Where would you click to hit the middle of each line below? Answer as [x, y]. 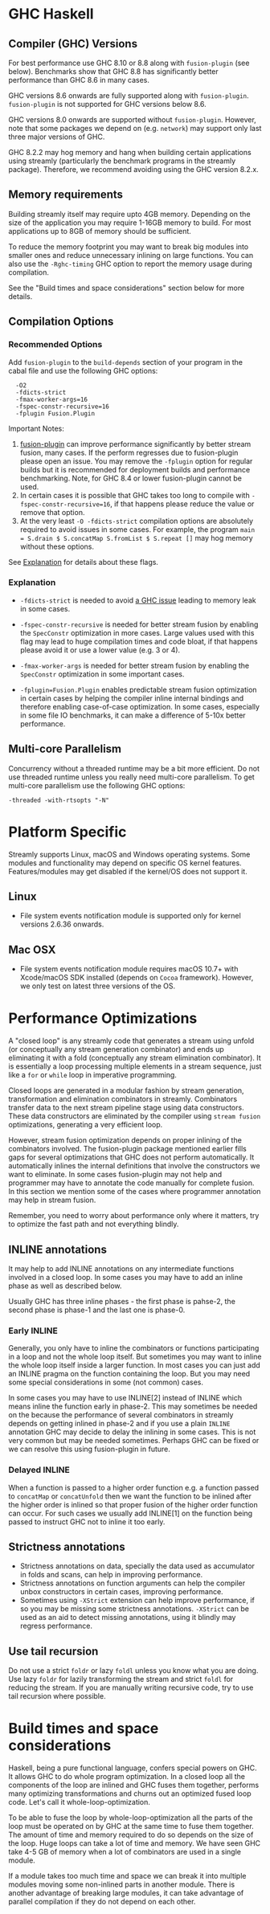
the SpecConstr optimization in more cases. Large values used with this [137, 632]
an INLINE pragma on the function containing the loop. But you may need [129, 1374]
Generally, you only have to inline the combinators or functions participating [134, 1348]
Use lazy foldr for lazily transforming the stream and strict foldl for [121, 1679]
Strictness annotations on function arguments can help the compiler [133, 1583]
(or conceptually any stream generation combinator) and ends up [117, 1049]
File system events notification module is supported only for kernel [130, 916]
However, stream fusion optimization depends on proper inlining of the [125, 1140]
